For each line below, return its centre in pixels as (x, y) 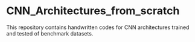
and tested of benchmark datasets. (50, 33)
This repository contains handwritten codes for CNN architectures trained (98, 27)
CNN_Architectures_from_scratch (93, 11)
